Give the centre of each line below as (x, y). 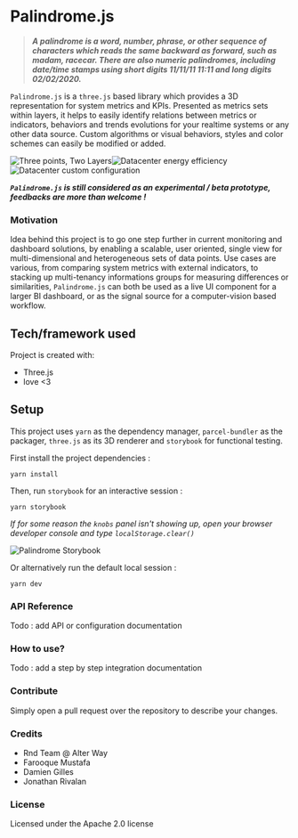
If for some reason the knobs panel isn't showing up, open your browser (141, 524)
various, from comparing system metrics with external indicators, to (134, 268)
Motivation (34, 220)
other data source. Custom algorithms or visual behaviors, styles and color (147, 134)
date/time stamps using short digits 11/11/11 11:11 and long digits (152, 69)
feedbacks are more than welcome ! (78, 197)
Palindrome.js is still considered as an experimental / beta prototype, (140, 187)
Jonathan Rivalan (55, 782)
